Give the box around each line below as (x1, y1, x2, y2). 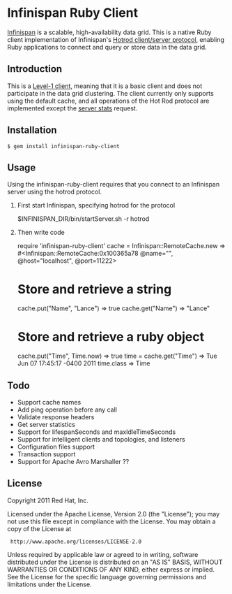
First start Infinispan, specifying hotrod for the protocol (17, 201, 176, 210)
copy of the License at (7, 524, 72, 533)
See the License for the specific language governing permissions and (7, 572, 207, 581)
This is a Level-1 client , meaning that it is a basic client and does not (7, 82, 203, 90)
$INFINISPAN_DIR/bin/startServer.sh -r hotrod (17, 215, 150, 223)
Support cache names (17, 398, 82, 407)
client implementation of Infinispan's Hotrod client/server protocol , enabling (7, 35, 225, 43)
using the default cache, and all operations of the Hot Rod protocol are (7, 96, 210, 105)
